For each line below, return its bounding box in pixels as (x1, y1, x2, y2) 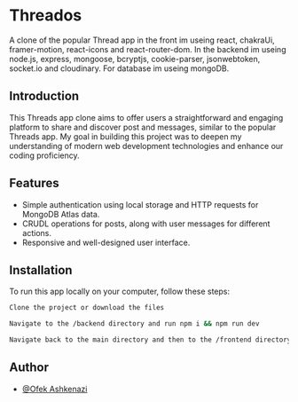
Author (9, 360, 49, 375)
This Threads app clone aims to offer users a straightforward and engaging (9, 112, 284, 122)
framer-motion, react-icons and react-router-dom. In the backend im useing (9, 43, 286, 54)
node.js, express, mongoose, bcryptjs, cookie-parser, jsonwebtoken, (9, 53, 261, 64)
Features (9, 176, 59, 191)
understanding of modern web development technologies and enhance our (9, 140, 284, 151)
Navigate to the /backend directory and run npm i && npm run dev (9, 319, 260, 328)
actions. (21, 227, 51, 238)
